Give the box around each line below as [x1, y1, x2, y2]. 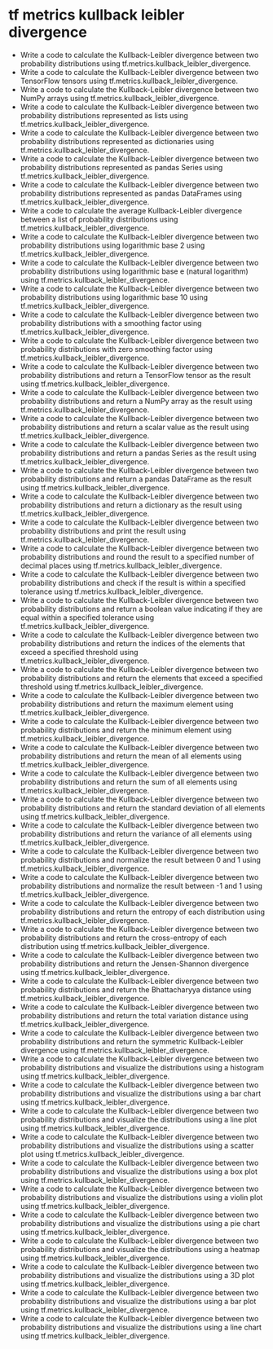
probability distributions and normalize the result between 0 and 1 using [20, 855, 261, 864]
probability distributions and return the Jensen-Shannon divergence [20, 959, 249, 969]
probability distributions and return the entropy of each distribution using [20, 907, 266, 916]
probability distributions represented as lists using [20, 110, 189, 120]
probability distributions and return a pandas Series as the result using [20, 448, 257, 458]
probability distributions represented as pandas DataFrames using [20, 188, 243, 198]
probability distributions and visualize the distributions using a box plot [20, 1167, 258, 1176]
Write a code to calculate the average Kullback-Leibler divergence [20, 205, 243, 215]
